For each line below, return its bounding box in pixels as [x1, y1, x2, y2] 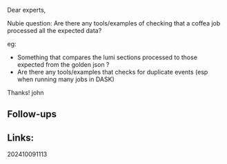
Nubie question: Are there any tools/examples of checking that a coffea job [7, 19, 221, 27]
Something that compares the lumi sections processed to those [17, 53, 198, 61]
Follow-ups [7, 108, 57, 120]
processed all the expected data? [7, 27, 102, 34]
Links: [7, 132, 34, 143]
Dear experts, [7, 6, 46, 14]
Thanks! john [7, 89, 44, 96]
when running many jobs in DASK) [17, 75, 115, 83]
